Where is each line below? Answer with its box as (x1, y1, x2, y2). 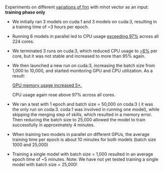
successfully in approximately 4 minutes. (12, 122, 95, 128)
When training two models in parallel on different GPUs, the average (12, 132, 150, 137)
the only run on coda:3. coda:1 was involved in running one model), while (12, 107, 160, 112)
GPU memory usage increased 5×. (12, 82, 82, 88)
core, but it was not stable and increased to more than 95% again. (12, 53, 146, 59)
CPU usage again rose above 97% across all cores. (12, 92, 116, 97)
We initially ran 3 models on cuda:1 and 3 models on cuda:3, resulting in (12, 19, 157, 24)
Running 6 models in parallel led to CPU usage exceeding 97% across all (12, 34, 159, 39)
